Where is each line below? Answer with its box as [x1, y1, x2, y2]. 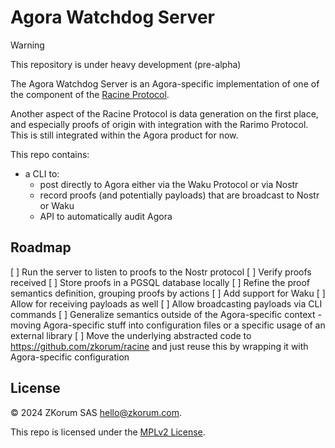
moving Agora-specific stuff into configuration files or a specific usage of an [10, 319, 326, 331]
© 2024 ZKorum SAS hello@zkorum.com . [10, 406, 182, 418]
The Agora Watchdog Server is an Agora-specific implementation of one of [10, 77, 320, 90]
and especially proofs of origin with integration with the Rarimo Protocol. [10, 118, 309, 130]
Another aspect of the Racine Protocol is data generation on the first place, [10, 107, 319, 120]
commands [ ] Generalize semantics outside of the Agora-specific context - [10, 308, 322, 320]
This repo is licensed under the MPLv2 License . [10, 426, 206, 438]
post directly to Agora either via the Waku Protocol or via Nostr [39, 178, 299, 190]
